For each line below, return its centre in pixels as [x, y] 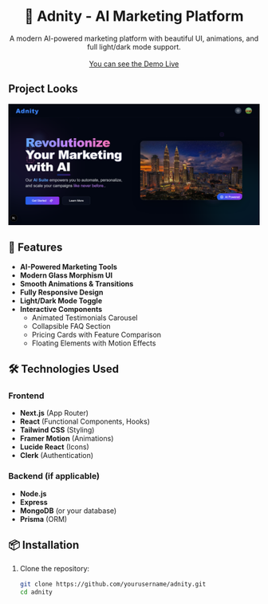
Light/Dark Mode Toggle [61, 300]
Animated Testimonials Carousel [85, 318]
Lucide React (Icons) [54, 447]
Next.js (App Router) [54, 413]
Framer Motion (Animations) [67, 439]
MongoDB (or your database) [68, 511]
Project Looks [43, 89]
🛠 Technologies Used [64, 369]
